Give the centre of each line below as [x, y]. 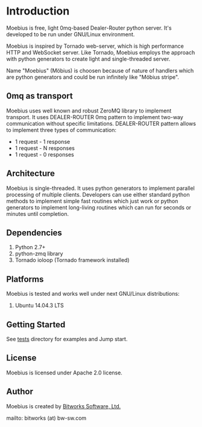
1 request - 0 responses [44, 154]
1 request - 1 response [43, 142]
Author [20, 392]
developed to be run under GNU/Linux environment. [71, 34]
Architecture [31, 174]
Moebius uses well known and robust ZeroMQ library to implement [89, 111]
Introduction [38, 11]
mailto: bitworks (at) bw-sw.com [46, 418]
